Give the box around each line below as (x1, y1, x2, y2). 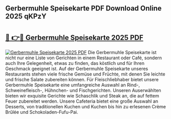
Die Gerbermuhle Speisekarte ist (88, 50, 157, 55)
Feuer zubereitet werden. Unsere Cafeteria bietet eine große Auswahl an (5, 98, 159, 104)
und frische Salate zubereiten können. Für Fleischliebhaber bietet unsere (5, 77, 159, 82)
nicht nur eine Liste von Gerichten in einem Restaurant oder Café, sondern (5, 55, 162, 61)
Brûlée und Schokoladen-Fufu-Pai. (5, 109, 78, 115)
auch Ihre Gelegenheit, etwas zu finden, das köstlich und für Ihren (5, 60, 145, 66)
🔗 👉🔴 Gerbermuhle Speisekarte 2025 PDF (5, 33, 143, 42)
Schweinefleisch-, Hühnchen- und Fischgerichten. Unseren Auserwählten (5, 87, 161, 93)
